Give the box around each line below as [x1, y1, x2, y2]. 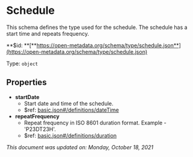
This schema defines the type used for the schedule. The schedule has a [6, 24, 188, 31]
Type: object [6, 60, 38, 67]
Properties [6, 77, 47, 88]
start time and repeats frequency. [6, 30, 89, 37]
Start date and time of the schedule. [24, 100, 113, 107]
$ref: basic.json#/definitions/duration [24, 132, 117, 139]
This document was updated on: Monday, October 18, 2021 [6, 143, 154, 151]
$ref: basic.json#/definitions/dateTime [24, 106, 119, 114]
